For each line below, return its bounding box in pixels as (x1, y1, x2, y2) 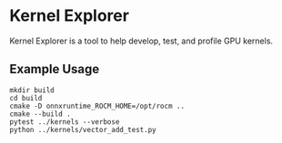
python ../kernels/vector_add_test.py (9, 125, 156, 134)
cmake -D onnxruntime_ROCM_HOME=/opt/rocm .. (9, 101, 185, 110)
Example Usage (9, 62, 100, 77)
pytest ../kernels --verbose (9, 117, 120, 127)
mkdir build (9, 85, 55, 95)
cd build (9, 93, 43, 102)
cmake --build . (9, 110, 71, 119)
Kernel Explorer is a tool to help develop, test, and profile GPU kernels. (9, 35, 274, 46)
